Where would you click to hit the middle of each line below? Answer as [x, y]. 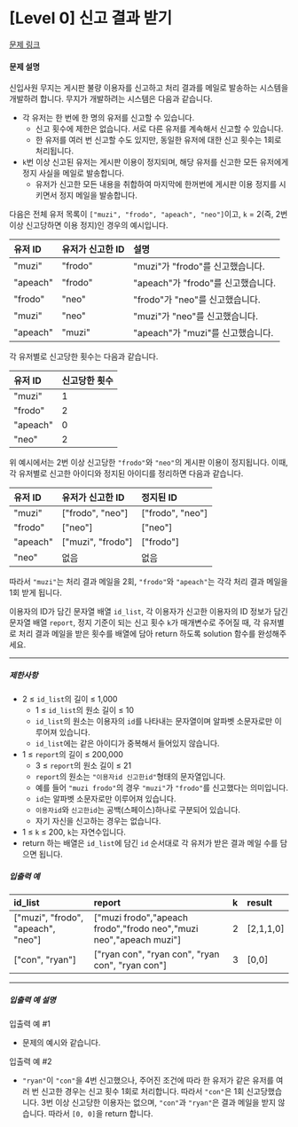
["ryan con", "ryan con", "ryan [157, 954]
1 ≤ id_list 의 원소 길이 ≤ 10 [85, 710]
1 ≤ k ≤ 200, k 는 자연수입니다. [74, 832]
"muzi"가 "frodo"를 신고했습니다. [199, 267]
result [260, 903]
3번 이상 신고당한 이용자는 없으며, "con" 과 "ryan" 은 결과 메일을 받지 [159, 1103]
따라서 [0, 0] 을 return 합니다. [101, 1114]
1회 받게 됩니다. [35, 593]
